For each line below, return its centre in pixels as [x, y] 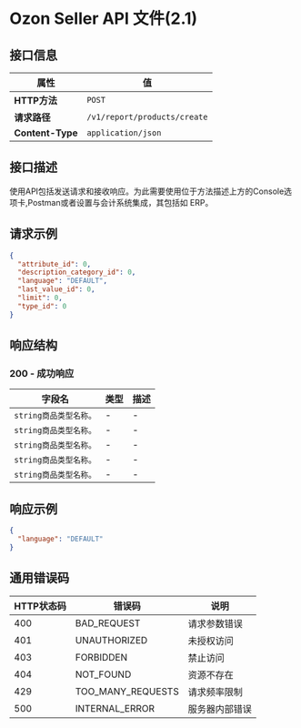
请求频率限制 [215, 692]
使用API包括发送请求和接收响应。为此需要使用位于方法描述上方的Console [147, 191]
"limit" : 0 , [40, 298]
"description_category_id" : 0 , [77, 273]
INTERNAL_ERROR [115, 708]
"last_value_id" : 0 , [56, 289]
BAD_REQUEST [108, 622]
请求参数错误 [215, 623]
